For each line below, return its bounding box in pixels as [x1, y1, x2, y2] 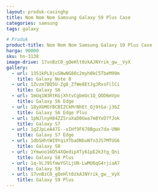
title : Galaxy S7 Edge [17, 132, 74, 138]
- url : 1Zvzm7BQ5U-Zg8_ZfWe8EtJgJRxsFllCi [11, 82, 120, 88]
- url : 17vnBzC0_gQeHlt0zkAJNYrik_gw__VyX [11, 171, 120, 178]
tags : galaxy [6, 25, 39, 32]
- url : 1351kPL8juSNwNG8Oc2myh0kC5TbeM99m [11, 70, 120, 76]
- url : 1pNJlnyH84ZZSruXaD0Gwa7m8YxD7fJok [11, 115, 120, 121]
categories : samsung [6, 20, 58, 26]
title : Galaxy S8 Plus [17, 155, 74, 161]
